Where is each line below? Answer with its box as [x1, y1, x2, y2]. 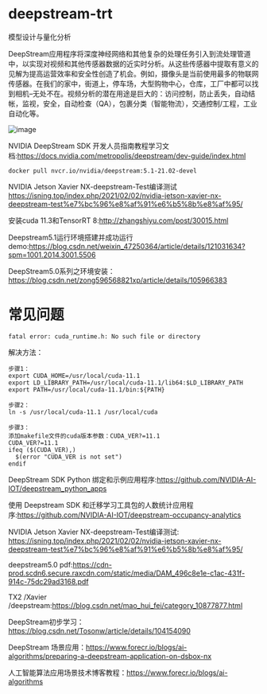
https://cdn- [72, 559, 113, 569]
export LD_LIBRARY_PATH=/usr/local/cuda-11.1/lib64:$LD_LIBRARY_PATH [8, 379, 244, 387]
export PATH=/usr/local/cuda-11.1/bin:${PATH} [8, 385, 165, 394]
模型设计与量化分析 [8, 32, 72, 41]
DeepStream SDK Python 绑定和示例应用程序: [8, 474, 157, 484]
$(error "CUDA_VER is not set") [15, 453, 123, 461]
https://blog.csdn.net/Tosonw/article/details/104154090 [8, 626, 191, 635]
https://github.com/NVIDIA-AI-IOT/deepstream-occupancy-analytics [17, 510, 242, 520]
